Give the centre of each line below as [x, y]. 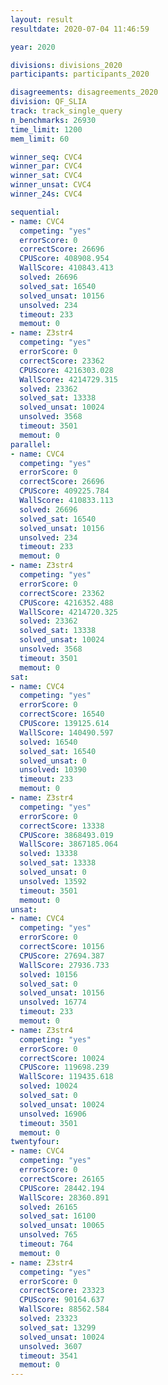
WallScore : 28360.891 [64, 1197]
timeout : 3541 [48, 1356]
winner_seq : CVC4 [46, 157]
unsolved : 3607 [51, 1346]
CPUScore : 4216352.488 [66, 602]
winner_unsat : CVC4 [51, 185]
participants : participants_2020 [80, 74]
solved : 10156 [48, 974]
